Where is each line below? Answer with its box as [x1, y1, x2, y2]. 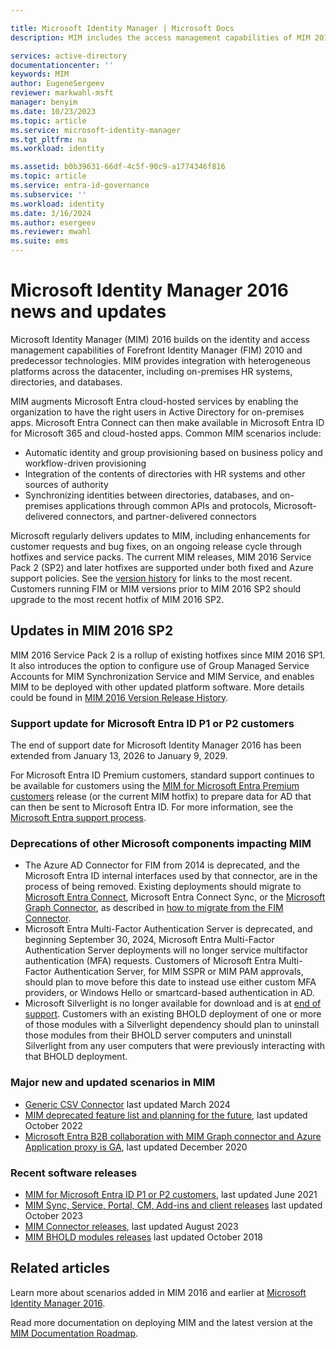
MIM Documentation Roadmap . [10, 1327, 139, 1339]
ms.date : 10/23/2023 [10, 106, 97, 116]
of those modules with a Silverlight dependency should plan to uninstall [24, 1019, 320, 1031]
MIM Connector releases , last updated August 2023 [24, 1220, 239, 1232]
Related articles [10, 1260, 110, 1277]
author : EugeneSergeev [10, 79, 105, 89]
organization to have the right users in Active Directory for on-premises [10, 406, 305, 418]
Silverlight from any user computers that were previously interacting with [24, 1040, 326, 1052]
